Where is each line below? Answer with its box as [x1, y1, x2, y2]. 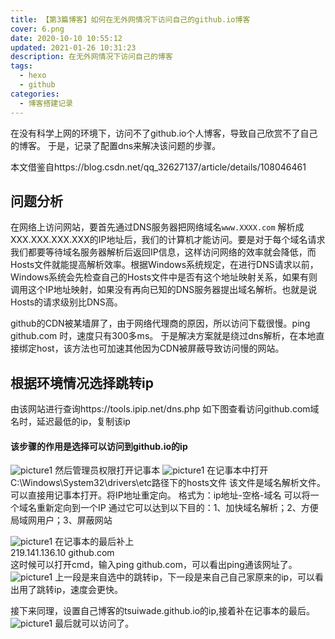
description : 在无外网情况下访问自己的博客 [10, 52, 173, 62]
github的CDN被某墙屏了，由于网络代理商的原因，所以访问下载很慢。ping [10, 317, 311, 330]
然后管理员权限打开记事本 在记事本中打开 [54, 464, 269, 476]
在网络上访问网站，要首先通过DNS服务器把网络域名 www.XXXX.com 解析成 [10, 221, 305, 233]
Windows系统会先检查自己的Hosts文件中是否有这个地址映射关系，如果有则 [10, 271, 318, 283]
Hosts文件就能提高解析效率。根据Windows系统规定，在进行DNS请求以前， [10, 259, 319, 271]
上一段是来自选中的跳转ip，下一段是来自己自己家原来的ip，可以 [54, 571, 316, 583]
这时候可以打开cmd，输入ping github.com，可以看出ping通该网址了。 [10, 559, 298, 571]
